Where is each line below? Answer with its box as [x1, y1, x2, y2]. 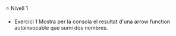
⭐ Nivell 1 [5, 5, 28, 12]
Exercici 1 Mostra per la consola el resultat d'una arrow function [14, 18, 171, 25]
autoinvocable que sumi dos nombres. [14, 24, 108, 31]
